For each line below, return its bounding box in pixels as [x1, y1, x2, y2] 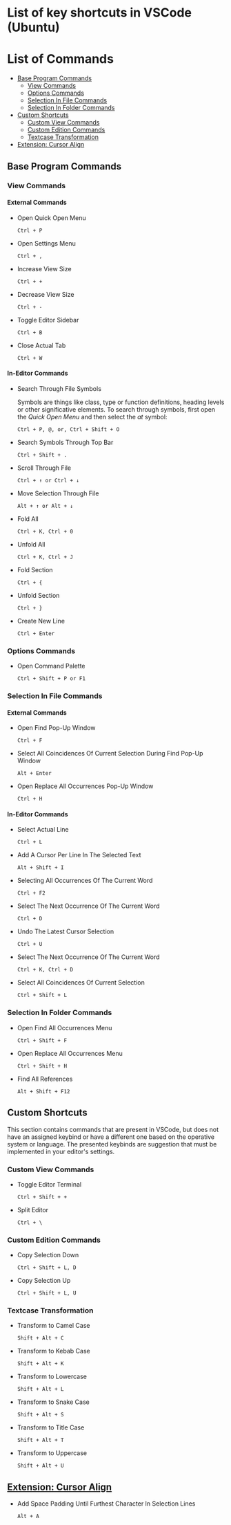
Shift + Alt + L [17, 1386, 64, 1393]
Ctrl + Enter [17, 630, 55, 637]
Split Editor [17, 1205, 49, 1214]
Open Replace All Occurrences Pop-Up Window [17, 782, 154, 790]
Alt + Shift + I [17, 864, 64, 871]
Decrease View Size [17, 290, 74, 298]
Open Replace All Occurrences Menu [17, 1049, 123, 1057]
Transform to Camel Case [17, 1322, 90, 1330]
